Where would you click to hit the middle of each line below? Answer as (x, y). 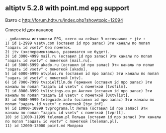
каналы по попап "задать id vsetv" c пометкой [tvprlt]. (65, 113)
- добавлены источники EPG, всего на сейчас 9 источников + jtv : (75, 39)
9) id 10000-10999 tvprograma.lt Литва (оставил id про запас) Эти (77, 108)
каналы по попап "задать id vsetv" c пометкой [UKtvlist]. (68, 95)
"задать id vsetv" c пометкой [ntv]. (44, 78)
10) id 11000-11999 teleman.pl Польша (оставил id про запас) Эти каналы (83, 117)
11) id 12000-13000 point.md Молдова (44, 126)
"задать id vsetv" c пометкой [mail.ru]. (49, 61)
